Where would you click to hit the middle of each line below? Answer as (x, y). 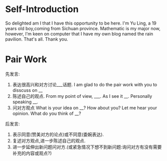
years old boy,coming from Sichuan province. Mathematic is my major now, (83, 28)
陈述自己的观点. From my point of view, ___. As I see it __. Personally (82, 96)
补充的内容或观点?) (32, 153)
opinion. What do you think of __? (47, 113)
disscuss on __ (27, 90)
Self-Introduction (42, 9)
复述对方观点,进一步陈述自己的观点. (49, 140)
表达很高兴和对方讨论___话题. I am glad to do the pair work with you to (85, 84)
